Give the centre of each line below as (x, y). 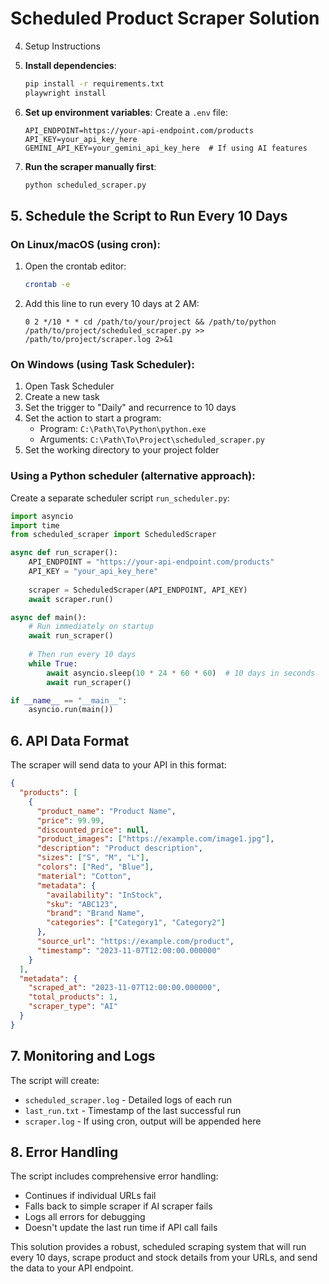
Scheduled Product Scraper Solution (165, 18)
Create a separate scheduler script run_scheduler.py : (120, 498)
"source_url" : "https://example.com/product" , (135, 942)
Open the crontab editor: (75, 266)
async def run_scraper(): (64, 553)
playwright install (65, 93)
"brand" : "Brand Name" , (95, 913)
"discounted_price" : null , (93, 830)
